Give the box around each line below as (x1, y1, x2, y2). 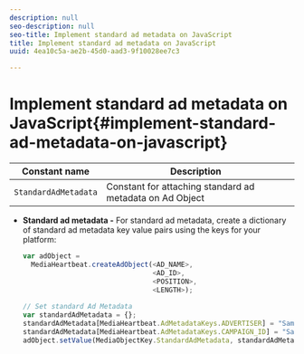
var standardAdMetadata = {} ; (22, 311, 138, 320)
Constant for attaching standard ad (106, 180, 255, 193)
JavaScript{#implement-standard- (9, 113, 276, 134)
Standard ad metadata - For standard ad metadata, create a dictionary (22, 215, 287, 226)
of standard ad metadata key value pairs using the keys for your (22, 225, 261, 235)
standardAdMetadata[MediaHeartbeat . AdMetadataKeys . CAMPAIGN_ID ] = (22, 327, 279, 336)
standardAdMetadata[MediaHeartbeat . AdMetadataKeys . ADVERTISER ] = (22, 319, 274, 329)
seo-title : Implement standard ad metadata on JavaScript (9, 30, 233, 39)
